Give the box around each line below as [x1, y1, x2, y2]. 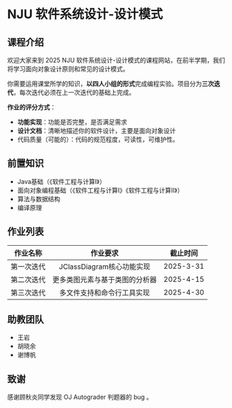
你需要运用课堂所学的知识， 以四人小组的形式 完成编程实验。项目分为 [7, 79, 202, 88]
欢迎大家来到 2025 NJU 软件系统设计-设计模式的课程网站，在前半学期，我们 [7, 56, 226, 64]
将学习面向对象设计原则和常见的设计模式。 [7, 65, 129, 73]
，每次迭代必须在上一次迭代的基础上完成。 [13, 88, 135, 96]
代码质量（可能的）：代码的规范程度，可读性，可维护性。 [17, 135, 179, 143]
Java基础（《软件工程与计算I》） [17, 177, 106, 185]
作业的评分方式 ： [7, 103, 56, 111]
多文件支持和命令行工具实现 [59, 288, 151, 297]
